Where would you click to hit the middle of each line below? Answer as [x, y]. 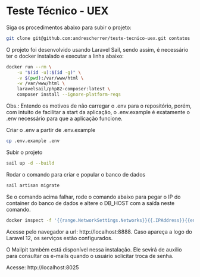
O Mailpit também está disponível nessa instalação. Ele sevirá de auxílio [94, 249]
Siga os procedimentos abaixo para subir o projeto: [69, 27]
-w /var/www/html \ [41, 84]
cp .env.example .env [33, 141]
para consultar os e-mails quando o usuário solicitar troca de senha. [90, 256]
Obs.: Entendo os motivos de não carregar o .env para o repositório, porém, [99, 106]
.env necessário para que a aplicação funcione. [65, 119]
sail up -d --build [30, 163]
